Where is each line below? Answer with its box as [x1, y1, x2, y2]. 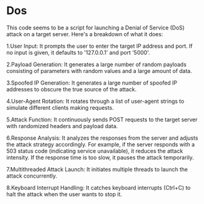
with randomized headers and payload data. [6, 122, 118, 129]
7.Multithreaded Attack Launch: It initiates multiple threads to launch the [6, 165, 188, 173]
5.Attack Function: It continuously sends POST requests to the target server [6, 116, 198, 123]
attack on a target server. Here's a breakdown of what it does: [6, 30, 163, 37]
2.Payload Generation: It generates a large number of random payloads [6, 61, 187, 68]
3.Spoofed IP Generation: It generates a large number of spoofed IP [6, 79, 178, 86]
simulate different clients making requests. [6, 104, 114, 111]
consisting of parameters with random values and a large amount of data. [6, 67, 192, 74]
